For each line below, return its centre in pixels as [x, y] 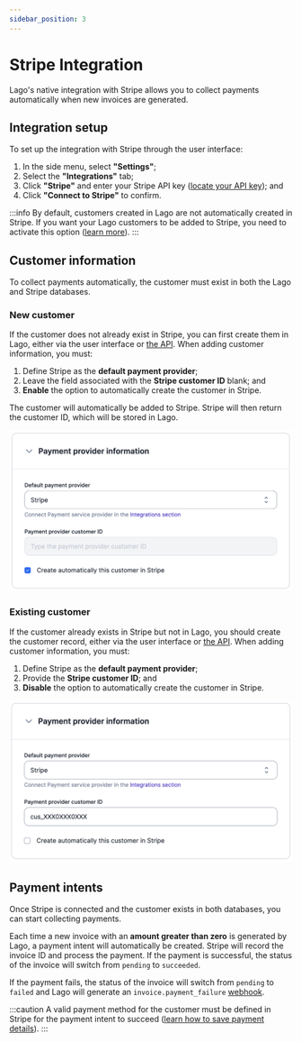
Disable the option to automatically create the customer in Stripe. [143, 687]
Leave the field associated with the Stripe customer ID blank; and [144, 381]
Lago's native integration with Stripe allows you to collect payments [134, 89]
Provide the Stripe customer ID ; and [89, 678]
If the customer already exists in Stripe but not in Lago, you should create [145, 632]
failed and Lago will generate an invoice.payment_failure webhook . [137, 992]
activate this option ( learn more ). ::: [74, 232]
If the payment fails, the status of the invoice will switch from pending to [142, 982]
